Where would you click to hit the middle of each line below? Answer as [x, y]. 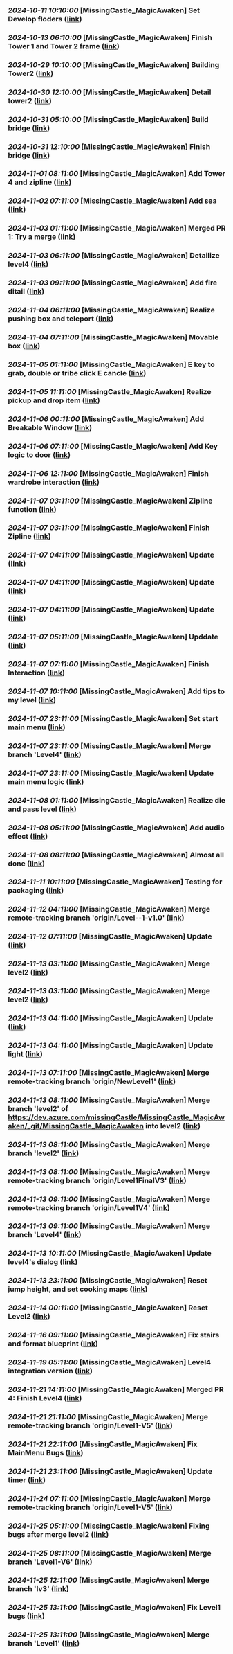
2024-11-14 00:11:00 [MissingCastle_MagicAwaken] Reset [108, 1308]
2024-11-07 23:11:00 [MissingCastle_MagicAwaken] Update [111, 773]
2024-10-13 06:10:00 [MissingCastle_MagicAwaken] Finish [110, 37]
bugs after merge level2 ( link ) [58, 1534]
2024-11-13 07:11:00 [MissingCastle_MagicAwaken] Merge [109, 1072]
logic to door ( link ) [39, 454]
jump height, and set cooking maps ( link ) [78, 1289]
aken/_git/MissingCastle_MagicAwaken [76, 1126]
